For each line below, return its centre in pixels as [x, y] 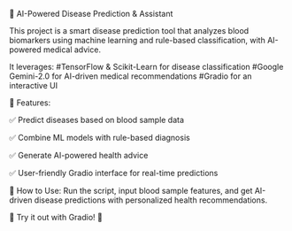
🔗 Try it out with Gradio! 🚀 [56, 217]
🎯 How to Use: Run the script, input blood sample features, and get [131, 191]
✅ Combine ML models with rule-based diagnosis [100, 138]
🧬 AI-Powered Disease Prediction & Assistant [91, 14]
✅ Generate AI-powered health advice [79, 155]
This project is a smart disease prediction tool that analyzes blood [129, 31]
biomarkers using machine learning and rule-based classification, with [137, 40]
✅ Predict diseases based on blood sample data [96, 120]
